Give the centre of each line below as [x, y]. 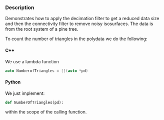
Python [13, 82]
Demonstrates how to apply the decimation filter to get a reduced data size [82, 19]
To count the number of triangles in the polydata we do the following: [76, 39]
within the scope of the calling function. [46, 112]
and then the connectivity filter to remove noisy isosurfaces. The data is [79, 24]
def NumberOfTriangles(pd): [34, 102]
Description [20, 8]
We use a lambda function [32, 61]
